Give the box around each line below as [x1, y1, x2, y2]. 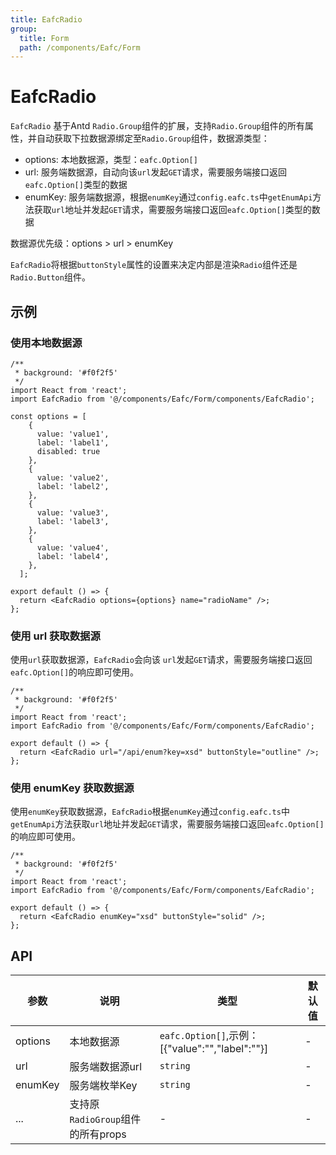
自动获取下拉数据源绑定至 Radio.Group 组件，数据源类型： [36, 132, 270, 145]
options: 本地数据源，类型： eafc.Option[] [24, 154, 198, 166]
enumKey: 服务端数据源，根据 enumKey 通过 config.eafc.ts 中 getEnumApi [24, 191, 313, 203]
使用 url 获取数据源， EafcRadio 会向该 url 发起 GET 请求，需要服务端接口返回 [10, 654, 313, 666]
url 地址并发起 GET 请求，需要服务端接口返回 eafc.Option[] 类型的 [51, 204, 312, 216]
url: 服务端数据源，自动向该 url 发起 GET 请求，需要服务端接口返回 [24, 166, 287, 178]
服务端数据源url [69, 1060, 143, 1074]
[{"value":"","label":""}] [159, 1042, 269, 1056]
